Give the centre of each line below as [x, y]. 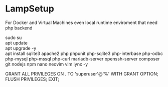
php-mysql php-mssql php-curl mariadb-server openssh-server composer [82, 58]
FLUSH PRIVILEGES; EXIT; [32, 79]
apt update [16, 42]
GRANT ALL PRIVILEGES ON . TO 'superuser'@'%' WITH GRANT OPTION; [82, 73]
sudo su [14, 37]
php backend [19, 27]
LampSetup [30, 9]
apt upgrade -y [21, 48]
